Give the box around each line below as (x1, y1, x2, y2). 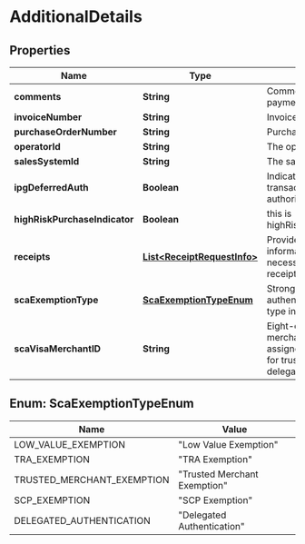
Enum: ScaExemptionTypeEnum (9, 396, 194, 411)
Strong (266, 282, 296, 294)
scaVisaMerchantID (14, 342, 102, 355)
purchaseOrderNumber (14, 125, 118, 138)
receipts (14, 251, 51, 262)
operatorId (14, 141, 61, 153)
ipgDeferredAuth (14, 182, 89, 193)
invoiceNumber (14, 111, 83, 124)
